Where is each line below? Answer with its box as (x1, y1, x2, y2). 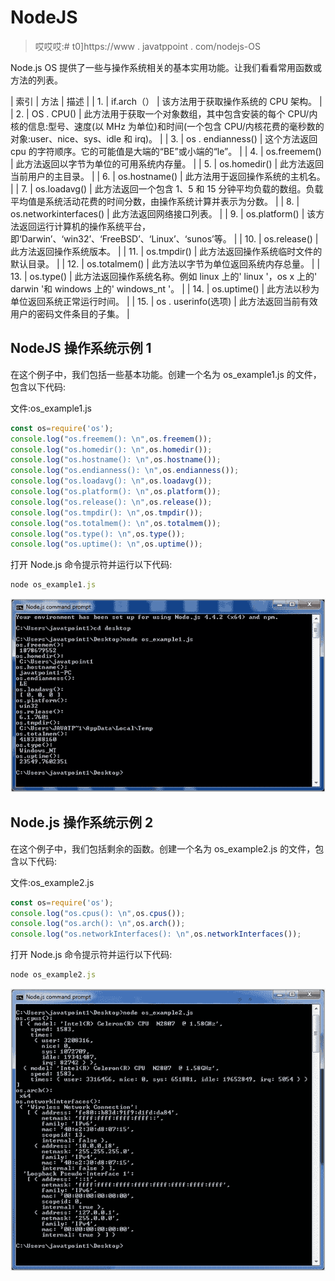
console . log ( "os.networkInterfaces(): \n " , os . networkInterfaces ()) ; (10, 929, 302, 940)
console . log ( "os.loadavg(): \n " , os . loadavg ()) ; (10, 476, 213, 486)
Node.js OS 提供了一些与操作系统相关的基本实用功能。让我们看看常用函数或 (10, 61, 323, 73)
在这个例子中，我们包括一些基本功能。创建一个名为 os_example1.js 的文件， (10, 368, 322, 380)
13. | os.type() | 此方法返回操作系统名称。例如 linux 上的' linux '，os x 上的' (10, 270, 318, 282)
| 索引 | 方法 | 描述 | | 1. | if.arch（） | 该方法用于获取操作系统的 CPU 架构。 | (10, 95, 323, 107)
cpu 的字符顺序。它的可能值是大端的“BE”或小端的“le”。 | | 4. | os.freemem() (10, 145, 322, 157)
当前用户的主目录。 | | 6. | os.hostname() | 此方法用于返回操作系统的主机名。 (10, 170, 326, 182)
